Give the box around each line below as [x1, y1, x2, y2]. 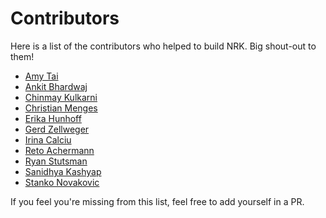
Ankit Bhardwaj [24, 80, 88, 92]
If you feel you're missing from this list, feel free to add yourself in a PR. [10, 195, 305, 207]
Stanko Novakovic [24, 176, 100, 188]
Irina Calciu [24, 133, 72, 146]
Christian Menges [24, 102, 98, 114]
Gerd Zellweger [24, 123, 90, 135]
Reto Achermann [24, 144, 95, 156]
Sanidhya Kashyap [24, 165, 102, 177]
